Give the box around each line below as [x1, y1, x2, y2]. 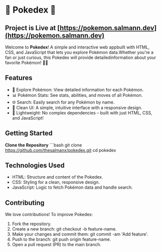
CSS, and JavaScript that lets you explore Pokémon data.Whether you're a [5, 50, 154, 55]
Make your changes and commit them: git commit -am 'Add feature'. [12, 231, 148, 237]
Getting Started [5, 129, 53, 138]
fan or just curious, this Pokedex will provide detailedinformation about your [5, 54, 156, 60]
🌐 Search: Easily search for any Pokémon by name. [12, 99, 115, 105]
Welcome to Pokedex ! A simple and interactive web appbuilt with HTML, [5, 44, 150, 50]
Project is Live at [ [5, 24, 60, 32]
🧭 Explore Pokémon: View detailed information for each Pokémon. [12, 87, 144, 92]
